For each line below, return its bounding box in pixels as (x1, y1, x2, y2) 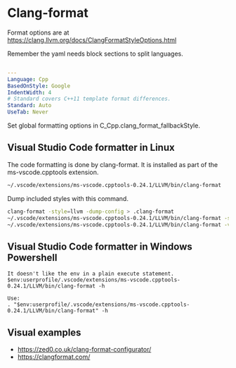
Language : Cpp (7, 75, 49, 82)
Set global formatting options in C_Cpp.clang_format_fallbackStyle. (7, 121, 200, 130)
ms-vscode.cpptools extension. (7, 168, 99, 176)
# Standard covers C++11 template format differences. (7, 95, 171, 103)
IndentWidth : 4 (7, 89, 52, 96)
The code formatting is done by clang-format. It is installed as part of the (7, 160, 218, 168)
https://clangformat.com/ (17, 352, 91, 361)
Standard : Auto (7, 102, 52, 109)
